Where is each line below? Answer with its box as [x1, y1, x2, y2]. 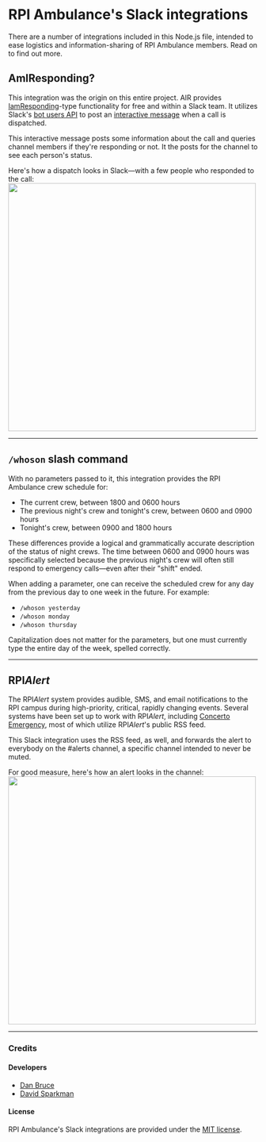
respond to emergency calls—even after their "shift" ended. [8, 563, 203, 573]
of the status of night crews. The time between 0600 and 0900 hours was [8, 546, 250, 556]
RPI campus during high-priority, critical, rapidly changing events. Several [8, 703, 249, 713]
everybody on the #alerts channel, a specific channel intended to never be [8, 744, 252, 753]
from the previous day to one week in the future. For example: [8, 587, 210, 597]
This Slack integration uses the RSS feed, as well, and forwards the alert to [8, 736, 252, 745]
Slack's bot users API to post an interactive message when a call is [8, 110, 226, 119]
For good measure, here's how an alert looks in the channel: [8, 767, 204, 777]
